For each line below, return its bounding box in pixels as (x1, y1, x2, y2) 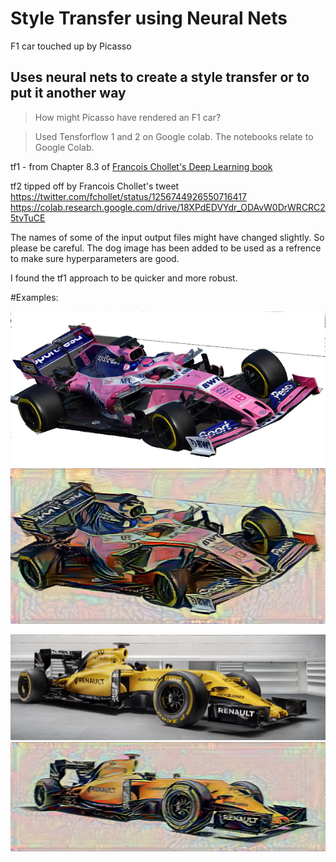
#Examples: (10, 291, 59, 303)
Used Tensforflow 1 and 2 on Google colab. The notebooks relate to (34, 130, 314, 142)
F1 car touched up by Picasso (10, 40, 132, 52)
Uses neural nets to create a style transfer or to (10, 69, 310, 86)
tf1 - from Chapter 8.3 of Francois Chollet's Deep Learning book (10, 160, 273, 172)
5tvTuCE (10, 212, 46, 224)
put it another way (10, 85, 127, 102)
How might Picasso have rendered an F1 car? (34, 111, 222, 123)
